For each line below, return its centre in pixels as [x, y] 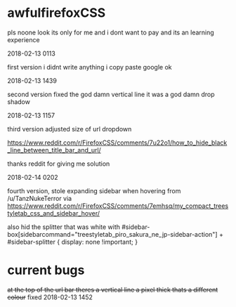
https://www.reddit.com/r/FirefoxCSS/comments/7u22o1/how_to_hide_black [117, 143]
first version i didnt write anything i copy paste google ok [90, 67]
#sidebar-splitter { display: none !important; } [73, 242]
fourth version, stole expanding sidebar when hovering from [94, 190]
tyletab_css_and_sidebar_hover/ [54, 213]
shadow [19, 102]
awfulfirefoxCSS [57, 13]
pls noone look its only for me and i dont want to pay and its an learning [111, 32]
